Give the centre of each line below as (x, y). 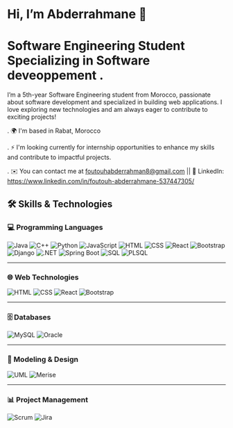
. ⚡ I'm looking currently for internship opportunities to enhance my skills (111, 147)
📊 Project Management (48, 400)
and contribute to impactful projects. (59, 157)
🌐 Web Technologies (43, 277)
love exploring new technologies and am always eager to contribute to (107, 110)
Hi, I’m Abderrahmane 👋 (77, 14)
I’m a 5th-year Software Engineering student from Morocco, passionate (109, 95)
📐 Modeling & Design (43, 359)
